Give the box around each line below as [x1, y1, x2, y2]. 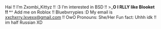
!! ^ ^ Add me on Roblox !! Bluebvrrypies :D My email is [5, 9, 113, 15]
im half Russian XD [5, 19, 43, 25]
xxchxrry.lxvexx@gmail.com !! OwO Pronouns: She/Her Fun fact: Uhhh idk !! [5, 14, 157, 20]
